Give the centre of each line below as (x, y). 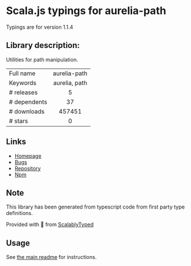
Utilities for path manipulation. (42, 59)
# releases (23, 92)
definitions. (20, 213)
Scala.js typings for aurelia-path (86, 11)
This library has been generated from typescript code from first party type (95, 207)
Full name (22, 73)
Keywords (23, 83)
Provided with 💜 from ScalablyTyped (50, 224)
